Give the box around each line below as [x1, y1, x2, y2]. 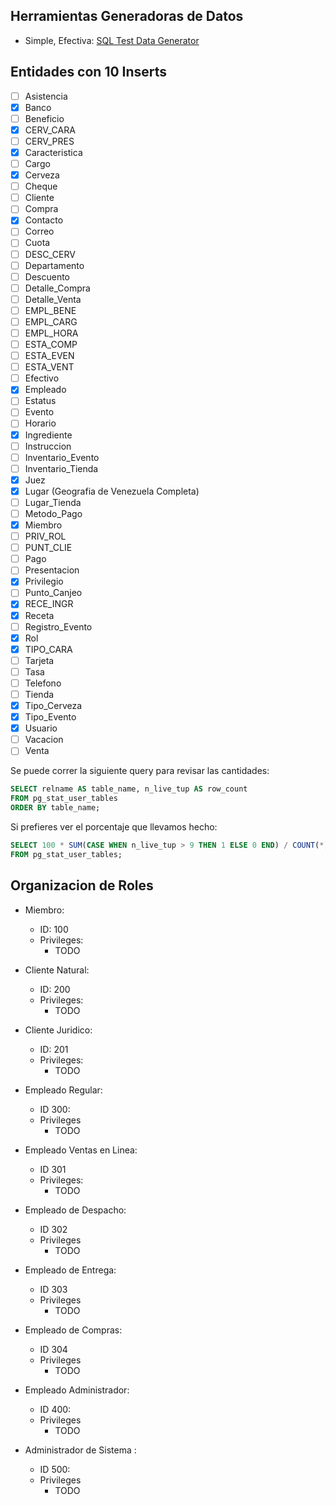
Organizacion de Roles [10, 877, 154, 894]
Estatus [24, 395, 57, 407]
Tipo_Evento [24, 711, 77, 723]
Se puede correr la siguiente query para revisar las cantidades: [10, 765, 270, 777]
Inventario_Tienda [24, 462, 99, 474]
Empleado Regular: [24, 1084, 103, 1096]
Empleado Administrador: [24, 1384, 130, 1396]
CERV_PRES [24, 135, 75, 147]
